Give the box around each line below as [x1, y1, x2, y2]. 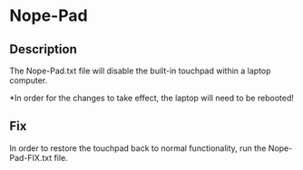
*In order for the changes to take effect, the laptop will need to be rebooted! [9, 92, 295, 103]
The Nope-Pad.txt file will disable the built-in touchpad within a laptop [9, 65, 271, 76]
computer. [9, 75, 48, 86]
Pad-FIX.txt [9, 152, 53, 163]
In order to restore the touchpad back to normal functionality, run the [9, 142, 267, 154]
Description [9, 42, 77, 57]
